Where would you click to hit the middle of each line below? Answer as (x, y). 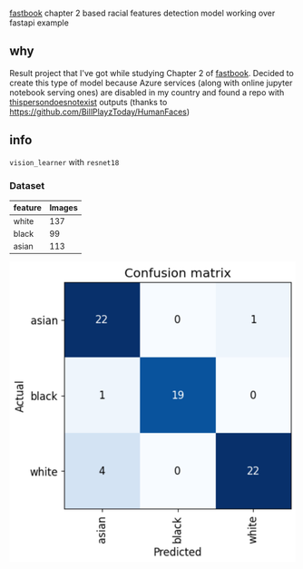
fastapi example (39, 23)
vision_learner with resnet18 (64, 162)
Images (64, 208)
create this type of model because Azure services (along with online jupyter (151, 83)
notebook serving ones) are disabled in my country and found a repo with (147, 92)
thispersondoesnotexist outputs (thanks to (88, 102)
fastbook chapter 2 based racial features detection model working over (142, 13)
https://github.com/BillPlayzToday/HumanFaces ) (100, 112)
